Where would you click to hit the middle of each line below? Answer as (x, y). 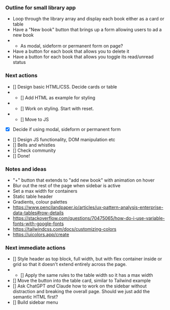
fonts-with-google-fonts (38, 224)
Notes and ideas (26, 169)
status (19, 62)
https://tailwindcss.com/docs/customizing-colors (64, 229)
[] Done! (21, 156)
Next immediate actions (35, 248)
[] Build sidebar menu (35, 302)
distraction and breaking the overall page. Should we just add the (81, 292)
